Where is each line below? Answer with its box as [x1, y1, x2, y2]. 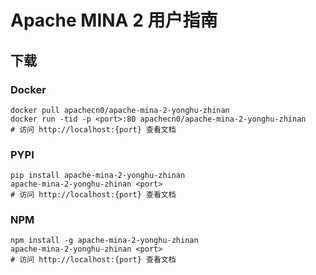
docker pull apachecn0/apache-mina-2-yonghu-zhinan [10, 105, 230, 115]
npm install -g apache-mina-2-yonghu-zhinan [10, 236, 199, 246]
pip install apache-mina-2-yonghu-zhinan [10, 171, 186, 181]
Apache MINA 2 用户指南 [10, 9, 218, 32]
